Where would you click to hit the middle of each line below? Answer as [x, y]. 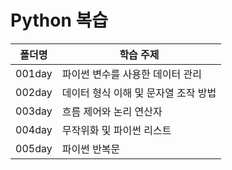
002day [34, 92]
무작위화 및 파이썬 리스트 [116, 130]
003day [34, 111]
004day [34, 129]
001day [34, 73]
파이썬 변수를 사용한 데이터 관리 [131, 74]
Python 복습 [59, 20]
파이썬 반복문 [91, 149]
